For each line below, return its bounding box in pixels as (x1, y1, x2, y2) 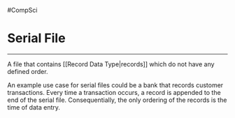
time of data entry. (7, 103, 61, 111)
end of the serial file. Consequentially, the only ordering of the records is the (7, 96, 227, 104)
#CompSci (7, 6, 38, 14)
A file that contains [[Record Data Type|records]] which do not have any (7, 59, 215, 68)
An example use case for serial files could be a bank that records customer (7, 80, 224, 89)
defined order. (7, 67, 48, 75)
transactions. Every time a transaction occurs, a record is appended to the (7, 88, 222, 96)
